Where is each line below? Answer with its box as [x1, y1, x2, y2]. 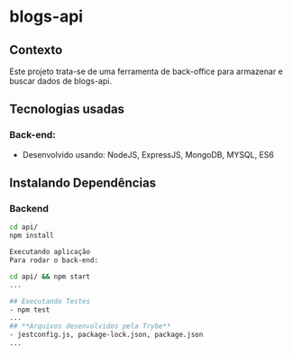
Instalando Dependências [9, 176, 157, 191]
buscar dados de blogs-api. [9, 76, 113, 86]
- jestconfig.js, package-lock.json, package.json [9, 331, 204, 340]
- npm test [9, 305, 50, 314]
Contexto [9, 42, 63, 58]
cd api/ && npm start [9, 272, 91, 281]
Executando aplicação [9, 248, 91, 257]
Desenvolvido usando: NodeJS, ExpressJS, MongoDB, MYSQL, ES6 [22, 149, 275, 159]
